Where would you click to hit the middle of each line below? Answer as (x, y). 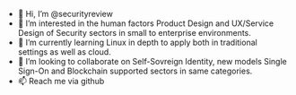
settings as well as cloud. (65, 52)
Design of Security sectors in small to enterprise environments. (134, 33)
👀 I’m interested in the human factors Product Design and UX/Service (146, 23)
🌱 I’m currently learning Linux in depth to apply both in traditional (137, 42)
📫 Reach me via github (61, 81)
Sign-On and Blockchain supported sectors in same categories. (135, 71)
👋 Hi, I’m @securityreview (65, 14)
